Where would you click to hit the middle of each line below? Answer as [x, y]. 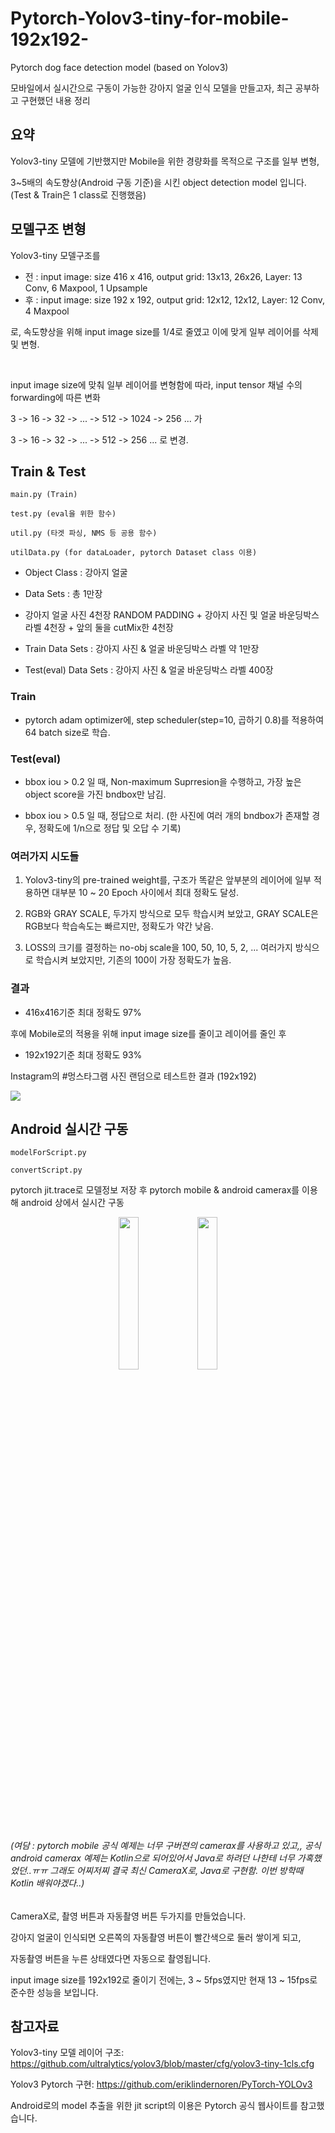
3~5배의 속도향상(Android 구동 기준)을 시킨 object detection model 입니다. [158, 182]
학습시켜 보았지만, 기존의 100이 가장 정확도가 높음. [133, 960]
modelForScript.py [48, 1153]
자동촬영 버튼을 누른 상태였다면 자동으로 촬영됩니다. [110, 1958]
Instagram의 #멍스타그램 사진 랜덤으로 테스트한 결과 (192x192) [133, 1076]
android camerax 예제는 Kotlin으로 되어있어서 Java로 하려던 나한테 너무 [152, 1858]
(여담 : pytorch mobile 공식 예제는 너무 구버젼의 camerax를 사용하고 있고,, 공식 [166, 1845]
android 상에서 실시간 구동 [72, 1203]
